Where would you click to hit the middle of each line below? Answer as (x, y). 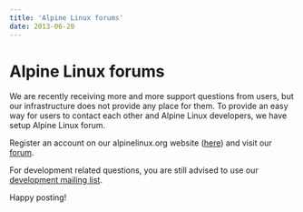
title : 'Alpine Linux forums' (67, 18)
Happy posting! (38, 197)
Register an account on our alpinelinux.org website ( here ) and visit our (141, 143)
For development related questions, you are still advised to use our (134, 170)
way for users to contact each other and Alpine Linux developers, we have (148, 116)
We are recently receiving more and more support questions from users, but (151, 96)
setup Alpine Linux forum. (58, 126)
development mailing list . (56, 180)
